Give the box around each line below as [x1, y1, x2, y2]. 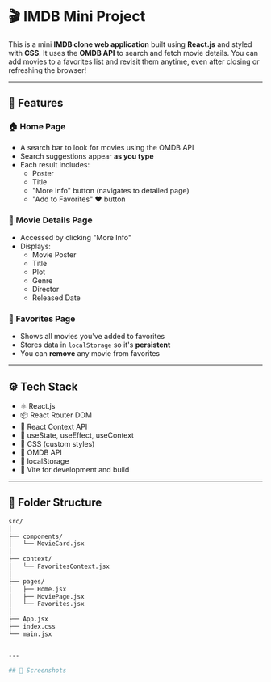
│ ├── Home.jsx [8, 585, 67, 593]
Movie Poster [31, 249, 77, 260]
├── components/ [8, 532, 63, 540]
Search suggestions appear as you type [19, 151, 155, 161]
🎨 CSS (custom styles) [19, 439, 95, 449]
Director [31, 284, 60, 294]
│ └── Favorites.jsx [8, 600, 85, 608]
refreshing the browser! [8, 65, 87, 74]
